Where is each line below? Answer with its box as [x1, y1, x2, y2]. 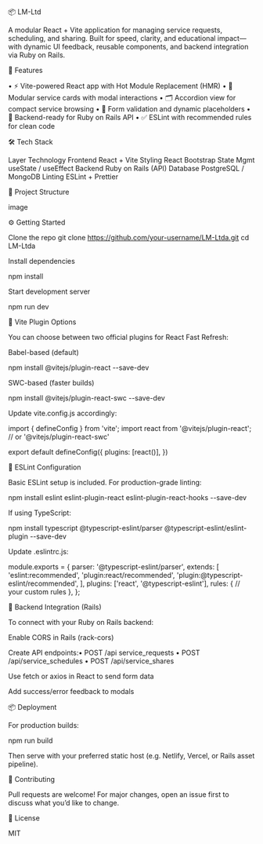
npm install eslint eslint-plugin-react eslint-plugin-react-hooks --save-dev [8, 493, 247, 502]
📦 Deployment [8, 703, 57, 711]
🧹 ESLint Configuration [8, 462, 81, 472]
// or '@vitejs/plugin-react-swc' [8, 432, 110, 441]
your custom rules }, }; [8, 587, 81, 596]
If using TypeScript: [8, 508, 72, 517]
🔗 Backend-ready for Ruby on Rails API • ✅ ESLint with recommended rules [8, 113, 252, 122]
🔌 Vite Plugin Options [8, 317, 77, 327]
